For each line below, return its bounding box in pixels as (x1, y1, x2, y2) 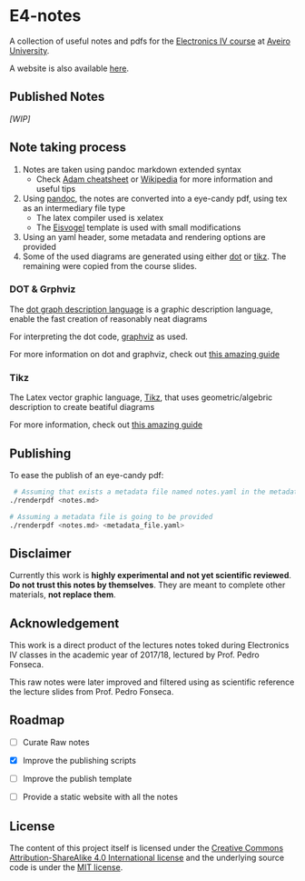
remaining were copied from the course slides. (22, 260, 198, 271)
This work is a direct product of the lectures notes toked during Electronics (9, 640, 290, 651)
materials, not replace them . (9, 589, 116, 600)
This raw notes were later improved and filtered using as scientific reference (9, 676, 295, 687)
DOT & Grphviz (9, 283, 76, 295)
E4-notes (9, 5, 82, 26)
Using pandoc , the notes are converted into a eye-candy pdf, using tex (22, 193, 288, 204)
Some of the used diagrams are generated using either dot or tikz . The (22, 251, 287, 262)
